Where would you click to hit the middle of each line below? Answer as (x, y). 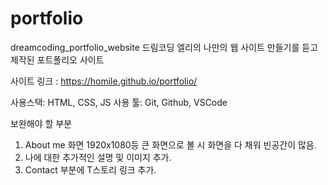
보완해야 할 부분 (41, 123)
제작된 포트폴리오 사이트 (57, 59)
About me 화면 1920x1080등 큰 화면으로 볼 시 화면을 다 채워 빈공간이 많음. (170, 144)
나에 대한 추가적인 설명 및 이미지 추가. (98, 157)
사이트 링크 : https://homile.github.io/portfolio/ (104, 81)
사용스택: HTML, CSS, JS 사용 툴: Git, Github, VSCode (119, 102)
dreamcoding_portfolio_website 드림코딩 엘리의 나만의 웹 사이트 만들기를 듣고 (164, 47)
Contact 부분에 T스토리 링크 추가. (90, 169)
